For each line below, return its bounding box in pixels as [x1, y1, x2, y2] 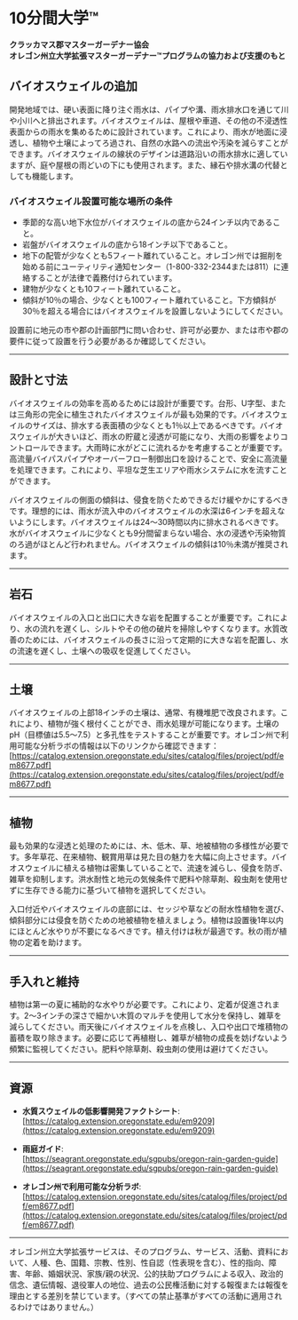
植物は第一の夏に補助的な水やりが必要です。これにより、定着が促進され [9, 999, 272, 1010]
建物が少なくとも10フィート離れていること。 [21, 283, 186, 294]
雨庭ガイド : [21, 1143, 64, 1154]
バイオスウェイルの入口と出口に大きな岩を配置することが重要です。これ [9, 612, 273, 623]
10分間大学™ [9, 8, 99, 28]
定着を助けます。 [24, 937, 87, 948]
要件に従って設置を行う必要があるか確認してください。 [9, 336, 211, 346]
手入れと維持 [9, 974, 80, 989]
